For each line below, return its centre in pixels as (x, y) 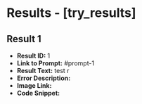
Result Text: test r (43, 71)
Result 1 (24, 39)
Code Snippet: (38, 93)
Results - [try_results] (71, 13)
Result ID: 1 (33, 56)
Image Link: (34, 85)
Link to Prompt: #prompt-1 (56, 63)
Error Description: (44, 78)
